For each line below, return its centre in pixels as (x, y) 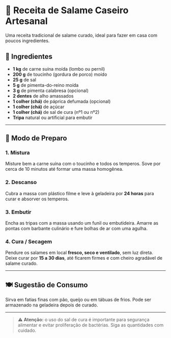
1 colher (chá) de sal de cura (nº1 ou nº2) (56, 112)
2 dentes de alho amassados (43, 96)
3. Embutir (18, 212)
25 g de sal (24, 80)
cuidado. (27, 330)
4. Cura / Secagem (29, 241)
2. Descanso (21, 182)
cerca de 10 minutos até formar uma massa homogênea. (64, 169)
